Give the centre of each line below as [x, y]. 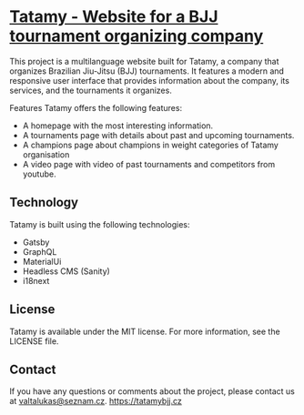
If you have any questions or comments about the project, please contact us [152, 391]
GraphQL [40, 251]
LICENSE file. [34, 341]
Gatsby [36, 242]
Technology [44, 202]
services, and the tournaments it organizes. [91, 90]
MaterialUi [42, 261]
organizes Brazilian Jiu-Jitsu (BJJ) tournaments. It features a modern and [147, 71]
